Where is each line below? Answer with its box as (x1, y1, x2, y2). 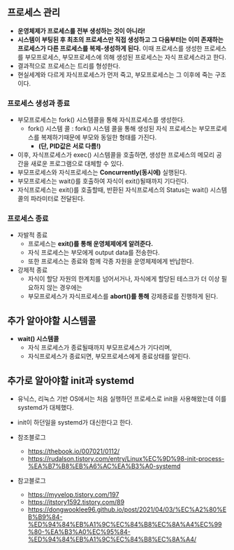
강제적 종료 (17, 266, 48, 275)
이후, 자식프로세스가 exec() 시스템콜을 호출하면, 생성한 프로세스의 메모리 (17, 151, 215, 159)
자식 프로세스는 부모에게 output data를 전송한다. (27, 248, 161, 257)
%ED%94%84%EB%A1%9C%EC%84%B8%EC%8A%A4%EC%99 (27, 521, 222, 529)
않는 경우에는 (46, 283, 82, 292)
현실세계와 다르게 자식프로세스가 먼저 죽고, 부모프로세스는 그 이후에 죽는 (17, 70, 214, 78)
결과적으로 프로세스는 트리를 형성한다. (17, 62, 121, 70)
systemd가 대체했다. (17, 404, 75, 412)
